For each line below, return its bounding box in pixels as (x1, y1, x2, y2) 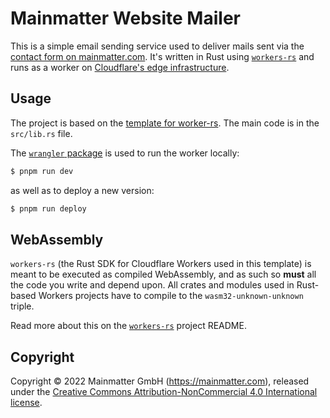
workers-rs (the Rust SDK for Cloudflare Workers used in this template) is (10, 258, 312, 270)
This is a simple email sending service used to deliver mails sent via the (10, 40, 305, 52)
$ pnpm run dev (10, 166, 74, 176)
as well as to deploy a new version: (10, 184, 155, 196)
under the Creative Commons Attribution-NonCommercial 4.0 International (10, 386, 318, 398)
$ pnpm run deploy (10, 203, 87, 214)
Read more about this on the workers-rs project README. (10, 320, 247, 332)
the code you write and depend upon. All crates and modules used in (10, 279, 295, 291)
